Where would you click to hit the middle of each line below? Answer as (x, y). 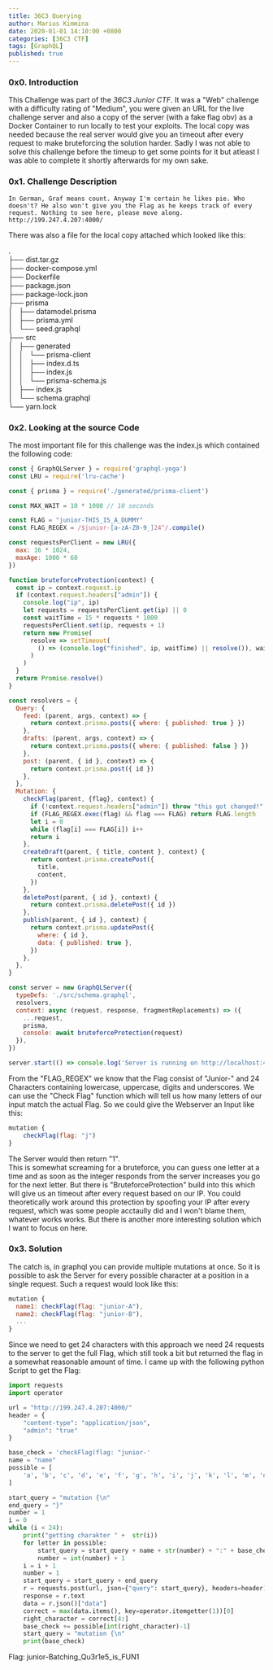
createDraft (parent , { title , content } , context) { (114, 852)
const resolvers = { (43, 701)
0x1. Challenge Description (63, 181)
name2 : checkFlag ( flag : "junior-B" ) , (80, 1314)
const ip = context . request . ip (69, 588)
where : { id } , (63, 935)
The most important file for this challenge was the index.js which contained (134, 445)
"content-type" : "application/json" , (87, 1423)
